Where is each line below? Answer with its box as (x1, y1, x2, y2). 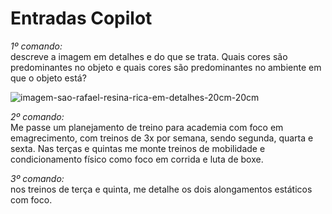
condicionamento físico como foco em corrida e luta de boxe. (10, 153, 264, 165)
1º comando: (10, 40, 63, 52)
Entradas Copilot (10, 7, 153, 30)
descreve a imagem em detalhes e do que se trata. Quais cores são (10, 50, 288, 62)
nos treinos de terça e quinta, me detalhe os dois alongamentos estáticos (10, 183, 313, 195)
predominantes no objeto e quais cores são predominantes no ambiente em (10, 61, 322, 73)
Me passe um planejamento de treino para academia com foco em (10, 121, 284, 133)
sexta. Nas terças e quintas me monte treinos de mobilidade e (10, 142, 266, 154)
